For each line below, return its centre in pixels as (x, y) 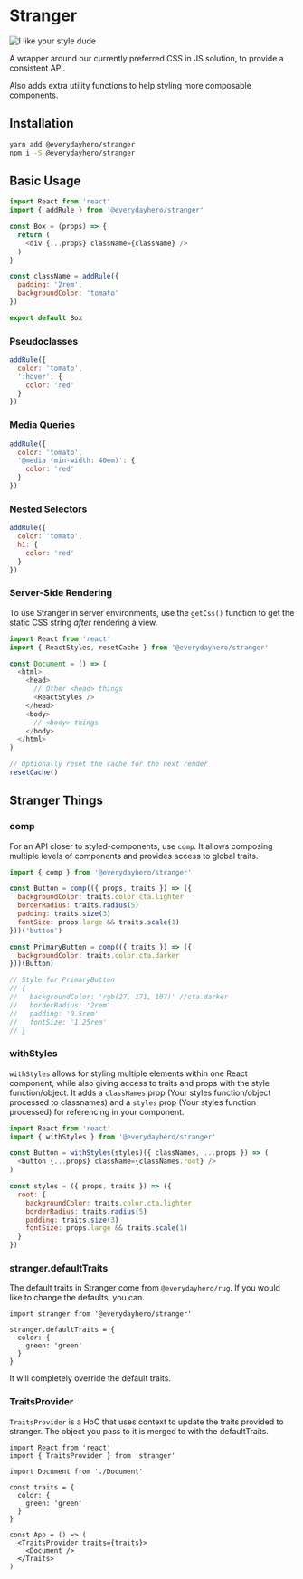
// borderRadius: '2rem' (60, 1005)
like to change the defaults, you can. (77, 1298)
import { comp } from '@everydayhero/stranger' (101, 872)
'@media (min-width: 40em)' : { (76, 461)
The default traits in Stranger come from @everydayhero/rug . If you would (145, 1288)
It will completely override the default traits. (90, 1378)
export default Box (46, 317)
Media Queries (42, 425)
